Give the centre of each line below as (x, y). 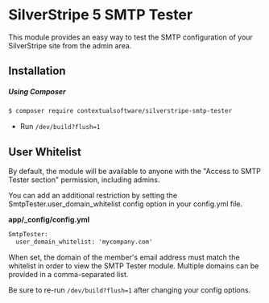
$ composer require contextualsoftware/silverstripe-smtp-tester (120, 111)
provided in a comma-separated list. (68, 274)
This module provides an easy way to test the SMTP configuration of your (131, 37)
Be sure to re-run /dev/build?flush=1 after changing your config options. (130, 290)
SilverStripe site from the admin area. (70, 45)
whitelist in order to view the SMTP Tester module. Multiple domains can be (134, 266)
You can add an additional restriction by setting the (93, 195)
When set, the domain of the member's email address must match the (124, 257)
